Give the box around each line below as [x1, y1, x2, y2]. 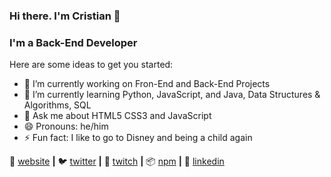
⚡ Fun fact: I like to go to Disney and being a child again [23, 132, 253, 144]
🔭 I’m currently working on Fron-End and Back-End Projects [23, 78, 271, 90]
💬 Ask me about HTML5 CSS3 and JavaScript [23, 110, 212, 122]
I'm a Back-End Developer [9, 35, 138, 49]
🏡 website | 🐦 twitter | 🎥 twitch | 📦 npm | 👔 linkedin [9, 155, 225, 168]
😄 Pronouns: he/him [23, 120, 109, 133]
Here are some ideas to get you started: [9, 59, 174, 71]
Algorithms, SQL [23, 99, 92, 111]
